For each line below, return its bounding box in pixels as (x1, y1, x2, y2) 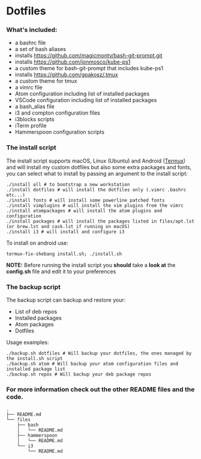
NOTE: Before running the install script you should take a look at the (6, 261, 176, 268)
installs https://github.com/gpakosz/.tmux (14, 71, 118, 79)
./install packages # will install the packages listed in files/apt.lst (6, 218, 195, 224)
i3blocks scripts (14, 116, 55, 123)
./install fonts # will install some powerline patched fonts (6, 197, 165, 203)
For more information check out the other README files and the (6, 385, 195, 394)
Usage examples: (6, 339, 49, 346)
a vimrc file (14, 84, 43, 91)
